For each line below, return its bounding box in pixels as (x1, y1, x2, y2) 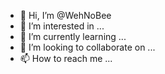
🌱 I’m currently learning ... (19, 31, 127, 42)
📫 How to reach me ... (19, 53, 113, 64)
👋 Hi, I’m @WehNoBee (19, 10, 112, 21)
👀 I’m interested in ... (19, 20, 105, 32)
